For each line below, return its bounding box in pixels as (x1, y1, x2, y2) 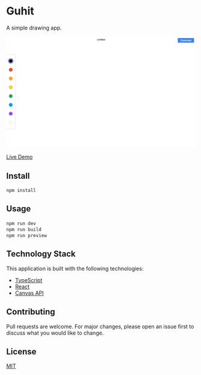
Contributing (6, 307, 55, 317)
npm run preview (6, 232, 47, 238)
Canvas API (14, 289, 44, 296)
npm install (6, 188, 36, 194)
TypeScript (14, 276, 43, 284)
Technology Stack (6, 249, 76, 259)
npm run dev (6, 220, 36, 226)
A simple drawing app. (6, 24, 62, 31)
